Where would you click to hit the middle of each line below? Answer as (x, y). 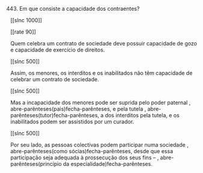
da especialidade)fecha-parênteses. (108, 164)
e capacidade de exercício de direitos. (58, 50)
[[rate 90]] (23, 32)
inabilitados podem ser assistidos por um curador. (72, 122)
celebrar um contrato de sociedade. (55, 79)
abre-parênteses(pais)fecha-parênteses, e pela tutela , (78, 109)
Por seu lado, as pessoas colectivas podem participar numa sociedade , (99, 145)
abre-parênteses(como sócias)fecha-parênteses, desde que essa (92, 151)
